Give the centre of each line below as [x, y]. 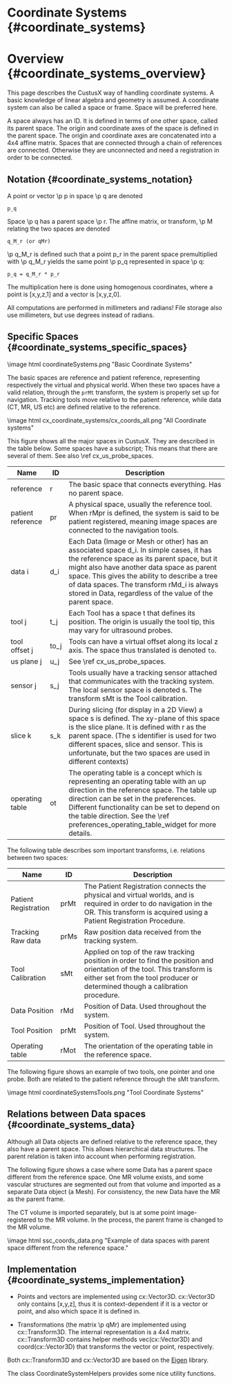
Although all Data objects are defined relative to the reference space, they [112, 1142]
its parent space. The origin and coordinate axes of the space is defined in [113, 128]
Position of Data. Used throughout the [145, 1006]
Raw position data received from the [143, 932]
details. [80, 833]
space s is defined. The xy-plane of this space [144, 718]
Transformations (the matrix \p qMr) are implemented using [101, 1325]
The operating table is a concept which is [135, 773]
